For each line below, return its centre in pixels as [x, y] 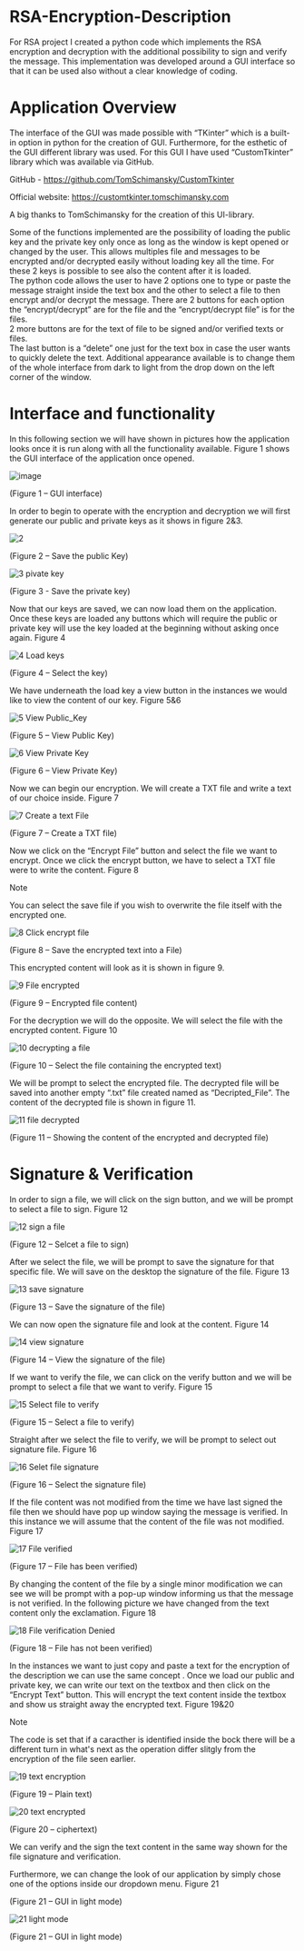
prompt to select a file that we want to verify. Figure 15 [111, 1387]
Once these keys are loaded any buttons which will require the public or [143, 618]
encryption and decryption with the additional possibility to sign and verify [148, 51]
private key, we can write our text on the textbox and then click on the [140, 1685]
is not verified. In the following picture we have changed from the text [139, 1603]
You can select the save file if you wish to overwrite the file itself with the [146, 905]
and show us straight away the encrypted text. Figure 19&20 [122, 1704]
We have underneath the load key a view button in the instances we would [148, 690]
